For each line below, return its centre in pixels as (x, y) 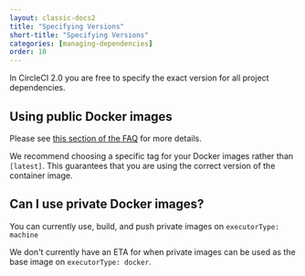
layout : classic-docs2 (53, 18)
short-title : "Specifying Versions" (79, 35)
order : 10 (28, 52)
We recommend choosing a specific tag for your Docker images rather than (152, 155)
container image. (41, 175)
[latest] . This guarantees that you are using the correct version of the (142, 165)
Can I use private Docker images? (107, 204)
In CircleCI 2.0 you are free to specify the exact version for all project (139, 78)
